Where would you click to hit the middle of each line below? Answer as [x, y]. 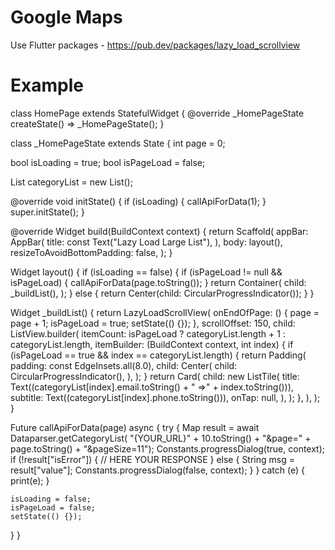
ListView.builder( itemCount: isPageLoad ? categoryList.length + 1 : [148, 333]
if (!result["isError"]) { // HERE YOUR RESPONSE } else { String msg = [152, 459]
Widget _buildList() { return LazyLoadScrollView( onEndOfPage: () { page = [165, 312]
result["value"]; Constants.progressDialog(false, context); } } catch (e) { [157, 470]
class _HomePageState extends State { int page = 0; [118, 143]
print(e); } [30, 480]
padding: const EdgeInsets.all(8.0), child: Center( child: [124, 365]
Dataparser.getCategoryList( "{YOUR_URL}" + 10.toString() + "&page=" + [161, 438]
